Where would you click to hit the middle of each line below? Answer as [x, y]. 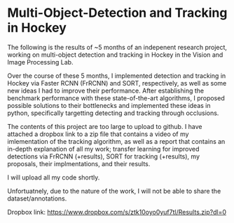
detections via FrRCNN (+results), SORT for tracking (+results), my [104, 156]
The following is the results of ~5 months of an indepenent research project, [117, 47]
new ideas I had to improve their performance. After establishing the [106, 90]
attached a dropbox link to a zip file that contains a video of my [98, 134]
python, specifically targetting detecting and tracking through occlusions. [113, 113]
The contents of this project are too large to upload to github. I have [105, 126]
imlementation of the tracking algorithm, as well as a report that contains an [116, 141]
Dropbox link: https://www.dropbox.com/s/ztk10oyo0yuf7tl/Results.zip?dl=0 [117, 212]
